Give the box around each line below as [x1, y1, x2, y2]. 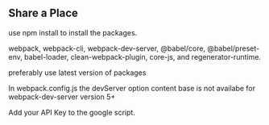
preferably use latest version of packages [8, 68, 147, 77]
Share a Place [8, 6, 79, 20]
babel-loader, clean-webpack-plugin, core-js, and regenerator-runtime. [23, 52, 262, 61]
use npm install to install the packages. [8, 27, 138, 37]
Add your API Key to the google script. [8, 107, 135, 117]
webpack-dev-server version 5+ [8, 92, 116, 102]
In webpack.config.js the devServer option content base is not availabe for [8, 83, 256, 93]
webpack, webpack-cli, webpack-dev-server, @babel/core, [8, 44, 206, 53]
